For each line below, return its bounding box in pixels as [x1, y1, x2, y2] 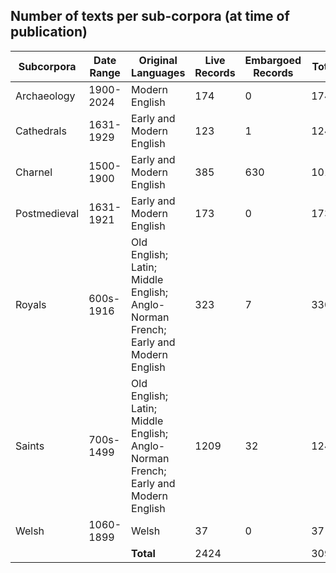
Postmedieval [15, 206, 80, 220]
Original [138, 53, 178, 67]
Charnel [15, 165, 53, 179]
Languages [131, 65, 186, 79]
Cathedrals [15, 124, 67, 138]
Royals [15, 297, 47, 311]
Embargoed [244, 53, 302, 67]
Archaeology [15, 89, 76, 103]
